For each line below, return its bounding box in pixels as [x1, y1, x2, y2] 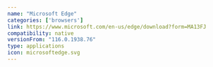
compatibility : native [7, 29, 74, 37]
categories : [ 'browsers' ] [7, 17, 83, 24]
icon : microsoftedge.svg [7, 50, 80, 57]
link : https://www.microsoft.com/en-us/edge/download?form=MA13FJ [7, 23, 207, 30]
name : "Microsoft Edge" [7, 10, 78, 17]
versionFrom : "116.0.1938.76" [7, 36, 97, 43]
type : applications [7, 43, 65, 50]
